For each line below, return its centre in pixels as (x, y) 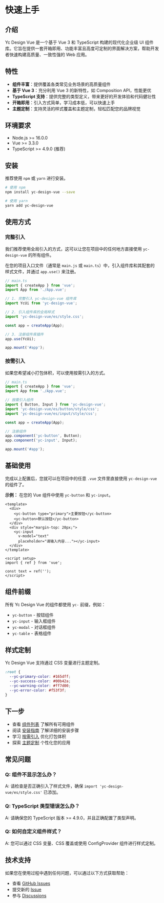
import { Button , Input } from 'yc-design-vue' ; (55, 404)
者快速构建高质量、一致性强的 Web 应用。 (47, 55)
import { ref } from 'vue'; (34, 563)
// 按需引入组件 (19, 400)
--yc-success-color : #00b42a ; (40, 681)
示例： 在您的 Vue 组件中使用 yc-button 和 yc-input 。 (59, 495)
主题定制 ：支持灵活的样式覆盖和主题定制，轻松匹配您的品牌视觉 (76, 109)
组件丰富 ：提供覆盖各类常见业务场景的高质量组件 (61, 84)
